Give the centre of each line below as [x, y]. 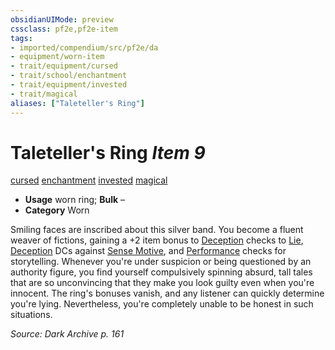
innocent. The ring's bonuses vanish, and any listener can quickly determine [167, 293]
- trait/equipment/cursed [64, 66]
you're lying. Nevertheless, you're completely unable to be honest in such [162, 304]
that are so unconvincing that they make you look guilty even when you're [162, 283]
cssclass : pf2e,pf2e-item [64, 29]
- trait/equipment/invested [69, 85]
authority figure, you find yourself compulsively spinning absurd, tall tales [161, 272]
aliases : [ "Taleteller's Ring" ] [77, 103]
